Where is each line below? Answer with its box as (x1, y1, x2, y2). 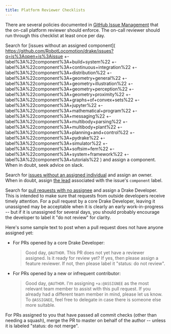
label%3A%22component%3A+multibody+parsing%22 (5, 118, 122, 124)
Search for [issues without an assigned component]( (5, 42, 116, 49)
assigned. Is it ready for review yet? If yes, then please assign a (25, 255, 159, 261)
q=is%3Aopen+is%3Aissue (5, 53, 63, 59)
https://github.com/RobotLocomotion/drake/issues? (5, 48, 114, 54)
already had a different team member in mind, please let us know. (25, 291, 163, 297)
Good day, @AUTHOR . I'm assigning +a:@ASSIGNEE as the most (25, 280, 149, 286)
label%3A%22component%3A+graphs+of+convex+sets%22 (5, 97, 134, 103)
